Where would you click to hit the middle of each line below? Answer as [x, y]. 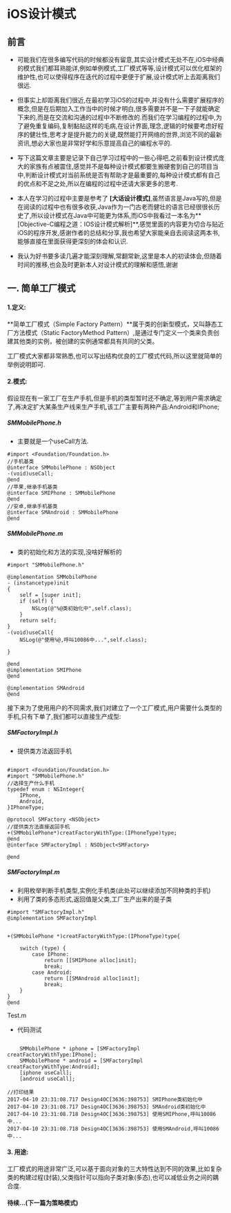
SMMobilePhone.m [35, 533]
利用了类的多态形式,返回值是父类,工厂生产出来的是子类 [94, 899]
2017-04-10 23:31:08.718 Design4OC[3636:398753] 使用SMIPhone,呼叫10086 [112, 1114]
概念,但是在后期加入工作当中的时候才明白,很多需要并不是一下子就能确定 [119, 109]
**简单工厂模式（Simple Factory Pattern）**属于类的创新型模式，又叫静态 [112, 324]
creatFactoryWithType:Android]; [53, 1067]
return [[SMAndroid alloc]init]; [92, 978]
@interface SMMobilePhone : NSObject [61, 467]
